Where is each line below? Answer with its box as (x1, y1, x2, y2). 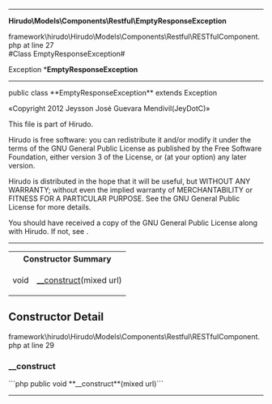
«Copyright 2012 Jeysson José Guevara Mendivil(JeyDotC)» (8, 104, 210, 113)
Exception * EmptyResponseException (8, 65, 138, 74)
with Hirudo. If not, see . (8, 227, 89, 236)
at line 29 (23, 340, 55, 350)
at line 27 (23, 40, 54, 49)
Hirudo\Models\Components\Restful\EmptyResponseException (8, 16, 227, 25)
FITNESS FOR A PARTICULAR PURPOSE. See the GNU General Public (8, 193, 240, 203)
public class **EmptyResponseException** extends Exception (8, 88, 218, 97)
